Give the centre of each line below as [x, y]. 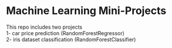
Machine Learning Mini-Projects [86, 11]
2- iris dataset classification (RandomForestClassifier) [71, 39]
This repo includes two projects [44, 27]
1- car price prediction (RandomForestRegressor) [65, 33]
